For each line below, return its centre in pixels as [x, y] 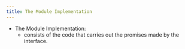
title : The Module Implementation [49, 12]
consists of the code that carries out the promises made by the [101, 35]
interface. [36, 41]
